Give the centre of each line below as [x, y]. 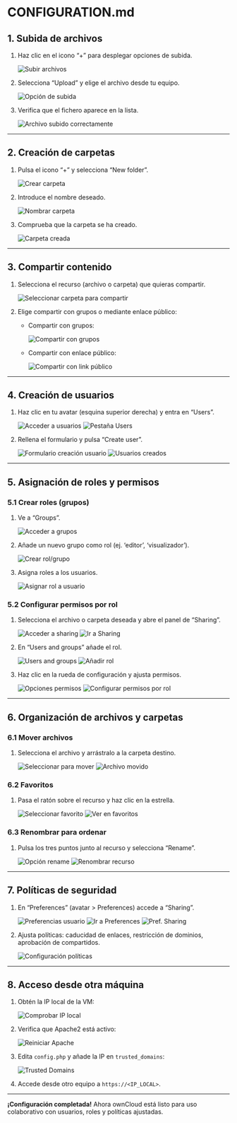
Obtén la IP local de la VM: [56, 1002]
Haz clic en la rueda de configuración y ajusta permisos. [99, 675]
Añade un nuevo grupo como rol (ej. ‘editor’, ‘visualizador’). [103, 545]
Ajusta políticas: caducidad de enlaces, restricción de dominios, [110, 935]
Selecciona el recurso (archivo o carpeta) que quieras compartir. [111, 284]
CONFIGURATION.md [71, 12]
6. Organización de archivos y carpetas [95, 717]
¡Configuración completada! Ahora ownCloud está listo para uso [102, 1105]
